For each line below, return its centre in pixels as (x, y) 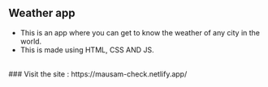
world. (31, 41)
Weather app (42, 13)
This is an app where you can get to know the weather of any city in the (140, 32)
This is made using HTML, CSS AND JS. (87, 50)
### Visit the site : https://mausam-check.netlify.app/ (98, 74)
